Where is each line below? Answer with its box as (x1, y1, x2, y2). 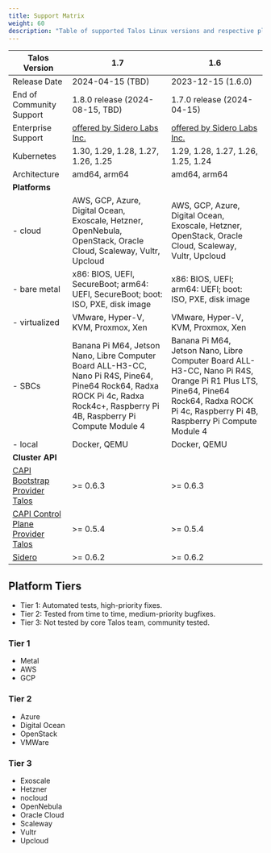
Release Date (12, 76, 63, 87)
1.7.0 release (170, 94, 222, 106)
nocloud (19, 793, 48, 803)
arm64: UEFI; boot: (170, 284, 243, 295)
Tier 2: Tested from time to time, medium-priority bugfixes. (19, 610, 216, 619)
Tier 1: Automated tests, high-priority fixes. (19, 601, 163, 610)
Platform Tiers (8, 579, 82, 593)
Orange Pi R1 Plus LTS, (170, 376, 259, 387)
